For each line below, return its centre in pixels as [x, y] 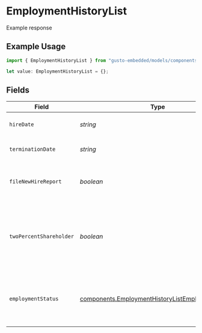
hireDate [22, 125]
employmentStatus [34, 299]
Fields [18, 90]
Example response [29, 28]
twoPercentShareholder [41, 237]
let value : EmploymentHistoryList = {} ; [58, 71]
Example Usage [36, 47]
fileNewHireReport [35, 182]
